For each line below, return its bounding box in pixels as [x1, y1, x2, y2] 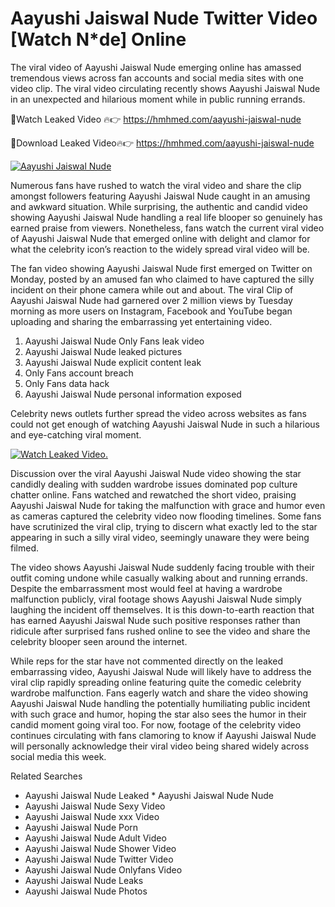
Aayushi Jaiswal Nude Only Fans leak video [24, 335, 205, 347]
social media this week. [10, 750, 107, 762]
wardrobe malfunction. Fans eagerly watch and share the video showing [10, 687, 309, 699]
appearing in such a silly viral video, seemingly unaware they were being [10, 531, 310, 543]
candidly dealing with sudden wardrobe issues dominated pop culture [10, 478, 298, 490]
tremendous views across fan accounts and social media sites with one [10, 72, 304, 84]
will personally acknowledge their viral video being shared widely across [10, 740, 310, 752]
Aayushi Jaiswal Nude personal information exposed [24, 388, 242, 400]
